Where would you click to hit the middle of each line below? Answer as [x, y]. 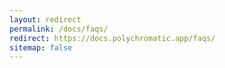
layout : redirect [45, 19]
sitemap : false [41, 47]
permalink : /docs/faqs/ [59, 29]
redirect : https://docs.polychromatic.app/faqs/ [112, 38]
